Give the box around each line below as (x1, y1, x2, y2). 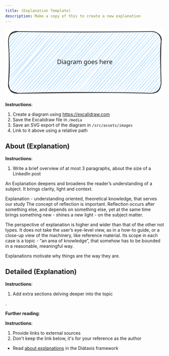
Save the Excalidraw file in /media (12, 117, 82, 123)
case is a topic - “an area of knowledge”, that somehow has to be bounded (5, 238, 160, 244)
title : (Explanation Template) (5, 8, 71, 13)
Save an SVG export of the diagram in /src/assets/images (12, 122, 133, 128)
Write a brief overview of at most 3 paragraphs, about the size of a (12, 165, 151, 171)
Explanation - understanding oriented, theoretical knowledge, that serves (5, 195, 157, 202)
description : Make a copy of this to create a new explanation (5, 13, 141, 19)
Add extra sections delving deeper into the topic (12, 291, 113, 297)
